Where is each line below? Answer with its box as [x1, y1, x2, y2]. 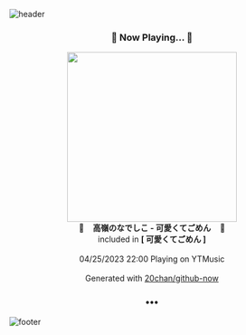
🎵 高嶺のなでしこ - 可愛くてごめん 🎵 [78, 223, 226, 234]
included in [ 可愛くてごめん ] [98, 234, 206, 244]
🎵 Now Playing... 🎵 [110, 31, 194, 43]
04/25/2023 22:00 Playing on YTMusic [79, 254, 225, 264]
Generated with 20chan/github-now [85, 273, 219, 284]
